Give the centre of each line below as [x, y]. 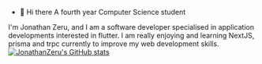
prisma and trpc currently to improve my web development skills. [114, 44]
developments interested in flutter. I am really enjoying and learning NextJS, [131, 36]
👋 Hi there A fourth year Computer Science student [103, 12]
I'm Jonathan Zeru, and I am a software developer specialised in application [131, 27]
